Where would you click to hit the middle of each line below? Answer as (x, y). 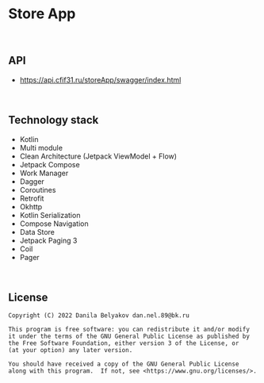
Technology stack (54, 120)
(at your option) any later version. (71, 350)
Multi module (41, 147)
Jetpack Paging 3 (48, 240)
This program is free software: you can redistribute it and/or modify (129, 330)
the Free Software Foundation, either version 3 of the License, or (124, 343)
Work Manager (44, 173)
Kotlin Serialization (50, 215)
